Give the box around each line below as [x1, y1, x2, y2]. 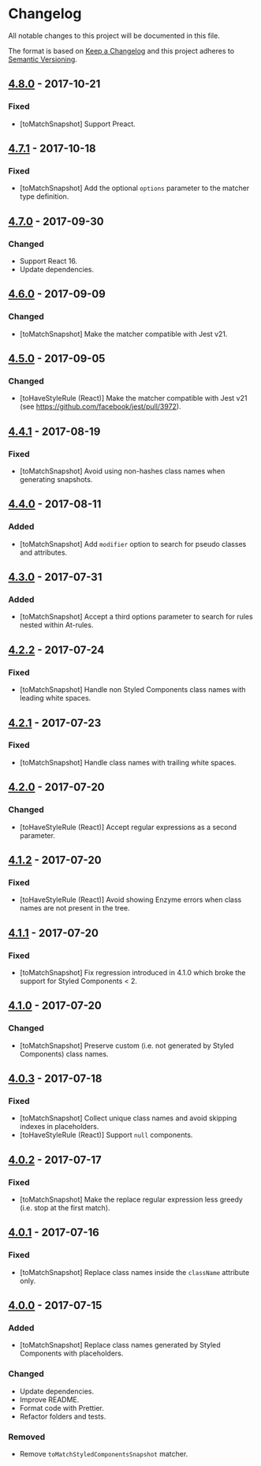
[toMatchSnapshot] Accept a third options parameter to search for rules [19, 612, 254, 622]
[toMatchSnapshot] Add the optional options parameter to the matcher [19, 183, 250, 193]
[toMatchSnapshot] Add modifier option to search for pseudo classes [19, 539, 247, 548]
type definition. [19, 192, 69, 201]
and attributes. [19, 548, 68, 557]
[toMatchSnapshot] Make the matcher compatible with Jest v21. [19, 329, 228, 338]
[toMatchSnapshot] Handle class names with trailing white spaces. [19, 757, 237, 767]
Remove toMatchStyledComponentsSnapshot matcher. [19, 1449, 188, 1458]
